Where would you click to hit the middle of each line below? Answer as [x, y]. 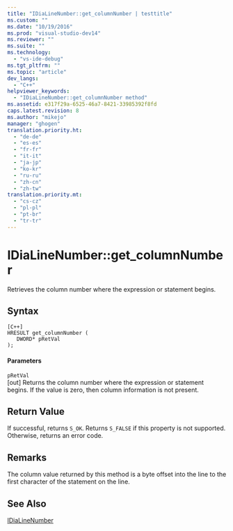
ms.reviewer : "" [31, 40]
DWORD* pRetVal [38, 339]
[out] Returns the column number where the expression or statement [105, 382]
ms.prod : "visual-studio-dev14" [54, 33]
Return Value [36, 411]
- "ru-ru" [27, 175]
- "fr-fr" [27, 150]
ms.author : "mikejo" [37, 117]
